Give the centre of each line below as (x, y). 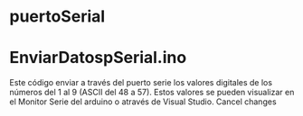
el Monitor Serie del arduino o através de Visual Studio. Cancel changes (143, 102)
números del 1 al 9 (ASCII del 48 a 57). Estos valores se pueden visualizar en (152, 93)
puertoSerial (57, 17)
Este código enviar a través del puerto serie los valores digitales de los (141, 83)
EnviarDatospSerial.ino (98, 58)
